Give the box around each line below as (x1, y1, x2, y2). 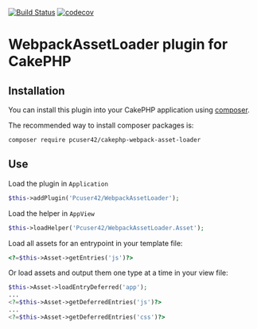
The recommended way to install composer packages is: (8, 120, 194, 130)
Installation (8, 84, 65, 97)
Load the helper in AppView (8, 208, 95, 218)
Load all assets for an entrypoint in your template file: (8, 238, 183, 248)
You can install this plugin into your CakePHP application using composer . (8, 105, 251, 115)
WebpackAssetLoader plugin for (8, 36, 228, 53)
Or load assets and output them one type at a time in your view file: (8, 268, 228, 278)
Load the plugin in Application (8, 178, 109, 188)
